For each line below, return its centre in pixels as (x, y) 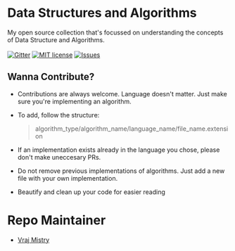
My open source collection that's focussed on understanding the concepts (115, 32)
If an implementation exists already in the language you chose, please (119, 150)
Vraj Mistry (33, 240)
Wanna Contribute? (51, 77)
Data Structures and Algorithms (102, 13)
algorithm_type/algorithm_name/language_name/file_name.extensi (132, 129)
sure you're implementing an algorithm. (74, 101)
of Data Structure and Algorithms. (56, 39)
